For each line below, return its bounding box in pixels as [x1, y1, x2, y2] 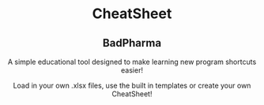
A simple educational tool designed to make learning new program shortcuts [7, 57, 257, 66]
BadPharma [102, 36, 162, 50]
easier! [120, 66, 144, 75]
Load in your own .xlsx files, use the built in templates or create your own [13, 81, 251, 90]
